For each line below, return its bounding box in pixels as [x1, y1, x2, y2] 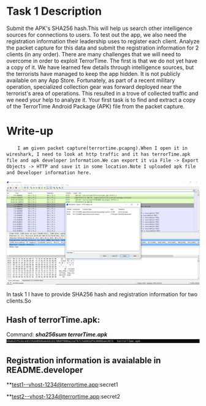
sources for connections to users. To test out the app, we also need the [6, 31, 187, 38]
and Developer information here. [6, 170, 92, 176]
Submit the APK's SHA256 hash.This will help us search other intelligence [6, 24, 193, 32]
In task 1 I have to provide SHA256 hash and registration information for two [6, 290, 198, 298]
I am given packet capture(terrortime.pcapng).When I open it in [17, 145, 188, 151]
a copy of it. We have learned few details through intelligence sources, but [6, 63, 194, 71]
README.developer [6, 364, 83, 375]
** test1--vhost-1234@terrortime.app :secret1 [6, 381, 118, 388]
